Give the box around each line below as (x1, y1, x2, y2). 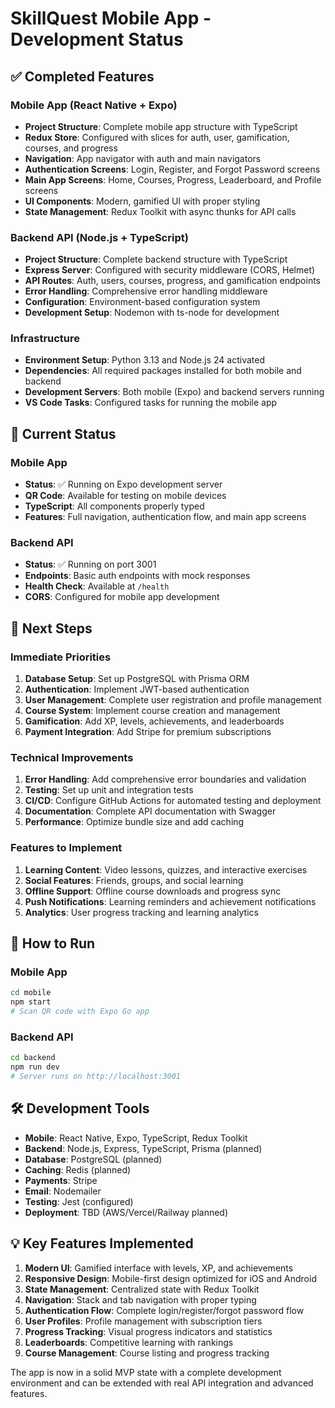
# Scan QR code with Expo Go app (10, 1007, 150, 1017)
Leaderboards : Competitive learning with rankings (24, 1336, 234, 1348)
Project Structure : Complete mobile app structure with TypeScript (24, 120, 298, 132)
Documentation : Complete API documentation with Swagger (24, 805, 277, 817)
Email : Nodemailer (24, 1185, 102, 1197)
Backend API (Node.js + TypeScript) (10, 230, 189, 244)
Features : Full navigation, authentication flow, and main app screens (24, 511, 307, 523)
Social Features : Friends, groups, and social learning (24, 874, 244, 886)
